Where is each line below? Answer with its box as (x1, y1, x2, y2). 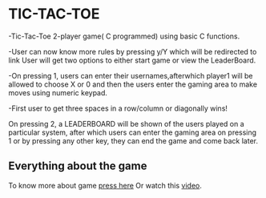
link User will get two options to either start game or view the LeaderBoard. (8, 55, 256, 65)
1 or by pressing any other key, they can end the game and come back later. (8, 135, 259, 145)
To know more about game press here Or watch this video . (8, 180, 202, 190)
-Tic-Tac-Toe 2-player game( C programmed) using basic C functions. (8, 31, 240, 41)
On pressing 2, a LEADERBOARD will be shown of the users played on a (8, 119, 244, 128)
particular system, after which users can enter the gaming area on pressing (8, 127, 257, 137)
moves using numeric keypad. (8, 87, 108, 97)
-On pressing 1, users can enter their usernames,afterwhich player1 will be (8, 71, 254, 80)
